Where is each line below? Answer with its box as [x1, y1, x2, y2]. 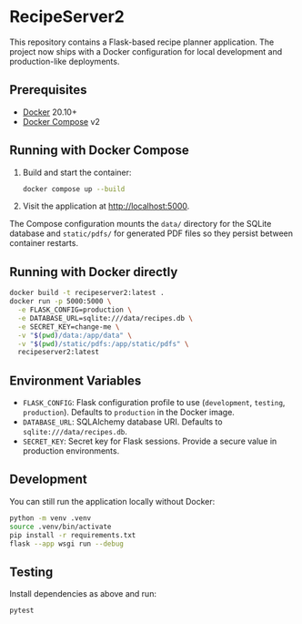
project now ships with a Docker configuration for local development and [9, 46, 283, 56]
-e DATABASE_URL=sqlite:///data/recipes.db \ [17, 313, 194, 322]
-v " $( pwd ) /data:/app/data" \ [17, 331, 132, 340]
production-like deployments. [9, 56, 120, 66]
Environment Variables [9, 373, 142, 388]
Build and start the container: [22, 167, 132, 178]
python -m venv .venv [9, 513, 92, 523]
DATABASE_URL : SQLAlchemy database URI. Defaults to [22, 416, 223, 427]
